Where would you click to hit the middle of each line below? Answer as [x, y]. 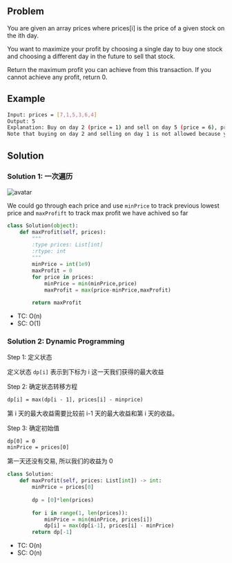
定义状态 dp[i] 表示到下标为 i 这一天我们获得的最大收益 [86, 372]
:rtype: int [49, 251]
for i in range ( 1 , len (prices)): [80, 513]
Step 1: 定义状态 [30, 357]
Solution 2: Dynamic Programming [66, 341]
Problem [26, 11]
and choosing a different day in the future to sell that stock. [91, 56]
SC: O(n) [30, 553]
